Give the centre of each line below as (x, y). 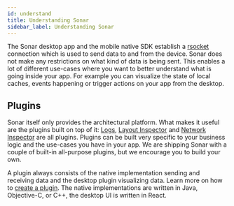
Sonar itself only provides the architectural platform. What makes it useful (113, 122)
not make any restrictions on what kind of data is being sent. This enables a (116, 61)
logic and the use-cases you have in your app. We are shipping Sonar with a (117, 145)
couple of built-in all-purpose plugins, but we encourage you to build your (114, 152)
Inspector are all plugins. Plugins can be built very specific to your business (116, 138)
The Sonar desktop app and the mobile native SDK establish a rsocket (108, 47)
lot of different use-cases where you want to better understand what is (109, 69)
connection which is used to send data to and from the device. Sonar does (115, 54)
